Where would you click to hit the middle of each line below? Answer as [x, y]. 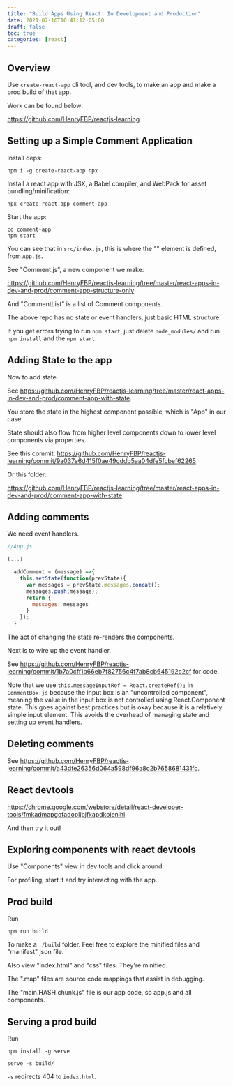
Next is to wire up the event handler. [59, 650]
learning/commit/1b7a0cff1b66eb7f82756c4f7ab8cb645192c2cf [99, 671]
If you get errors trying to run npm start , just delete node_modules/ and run [113, 331]
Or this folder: [27, 474]
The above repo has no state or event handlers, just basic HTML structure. [114, 317]
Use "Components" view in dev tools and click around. [86, 866]
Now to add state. [33, 377]
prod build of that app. [39, 92]
